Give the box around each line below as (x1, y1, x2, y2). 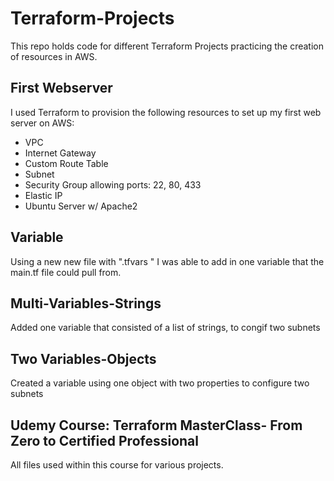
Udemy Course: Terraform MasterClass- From (10, 417, 303, 434)
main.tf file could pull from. (10, 266, 122, 278)
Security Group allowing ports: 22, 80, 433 (24, 178, 202, 191)
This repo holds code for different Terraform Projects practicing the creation (10, 40, 324, 52)
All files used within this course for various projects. (10, 459, 224, 471)
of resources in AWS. (10, 50, 98, 62)
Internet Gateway (24, 147, 97, 159)
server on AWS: (10, 117, 75, 129)
